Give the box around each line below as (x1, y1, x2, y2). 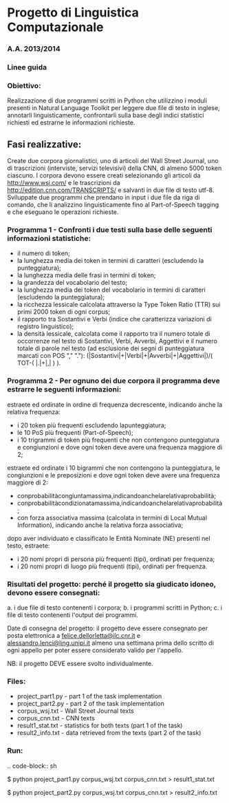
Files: (7, 676, 26, 686)
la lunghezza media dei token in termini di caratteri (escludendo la (17, 257, 204, 265)
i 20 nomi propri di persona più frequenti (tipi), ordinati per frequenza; (17, 555, 215, 563)
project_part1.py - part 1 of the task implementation (17, 692, 162, 700)
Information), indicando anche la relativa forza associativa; (17, 521, 184, 529)
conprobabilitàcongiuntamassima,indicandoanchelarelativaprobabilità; (17, 491, 217, 500)
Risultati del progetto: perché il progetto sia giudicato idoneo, (7, 579, 217, 589)
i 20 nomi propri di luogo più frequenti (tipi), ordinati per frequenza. (17, 562, 208, 570)
